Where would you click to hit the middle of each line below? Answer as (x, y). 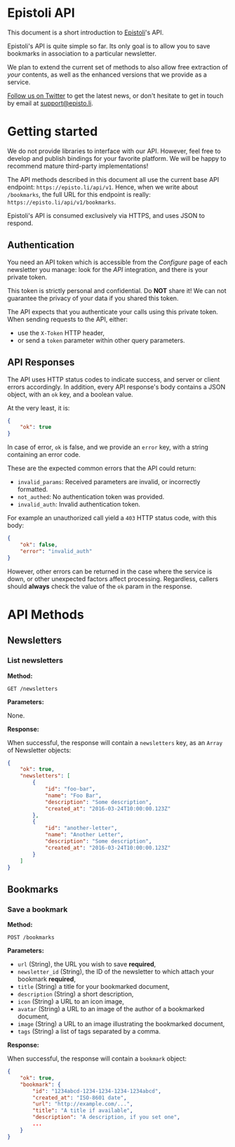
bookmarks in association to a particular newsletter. (82, 53)
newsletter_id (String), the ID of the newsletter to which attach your (116, 972)
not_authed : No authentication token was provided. (91, 497)
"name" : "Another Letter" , (84, 835)
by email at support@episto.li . (50, 103)
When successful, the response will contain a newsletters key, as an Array (115, 742)
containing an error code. (44, 455)
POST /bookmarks (31, 938)
